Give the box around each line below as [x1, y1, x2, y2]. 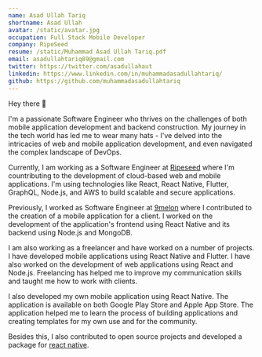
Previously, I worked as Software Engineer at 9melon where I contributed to [8, 202, 253, 212]
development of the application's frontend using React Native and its [8, 219, 230, 228]
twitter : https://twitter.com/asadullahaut [8, 63, 153, 71]
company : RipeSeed [8, 41, 68, 49]
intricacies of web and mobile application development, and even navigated [8, 139, 253, 148]
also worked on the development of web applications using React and [8, 260, 234, 269]
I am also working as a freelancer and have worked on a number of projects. [8, 242, 255, 252]
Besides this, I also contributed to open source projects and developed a [8, 331, 242, 341]
